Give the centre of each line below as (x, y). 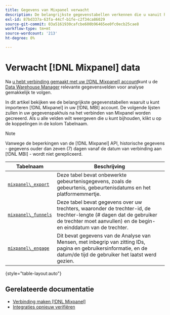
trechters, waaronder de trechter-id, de (104, 208)
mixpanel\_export (29, 184)
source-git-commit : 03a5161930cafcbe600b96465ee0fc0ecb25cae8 (72, 24)
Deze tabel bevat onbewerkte (92, 175)
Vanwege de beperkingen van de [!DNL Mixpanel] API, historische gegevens (85, 143)
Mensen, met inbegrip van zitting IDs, (101, 242)
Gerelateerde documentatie (50, 289)
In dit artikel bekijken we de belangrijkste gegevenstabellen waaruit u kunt (82, 102)
